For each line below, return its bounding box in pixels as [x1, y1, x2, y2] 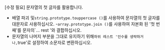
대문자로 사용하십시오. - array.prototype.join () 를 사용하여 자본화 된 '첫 [11, 21, 155, 27]
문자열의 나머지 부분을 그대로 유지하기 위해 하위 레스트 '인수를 [11, 34, 128, 39]
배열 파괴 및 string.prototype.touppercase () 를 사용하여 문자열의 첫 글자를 [11, 15, 161, 21]
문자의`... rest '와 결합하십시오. [22, 27, 82, 33]
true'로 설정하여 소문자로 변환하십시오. [17, 40, 92, 46]
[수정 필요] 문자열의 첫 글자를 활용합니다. [4, 4, 83, 10]
